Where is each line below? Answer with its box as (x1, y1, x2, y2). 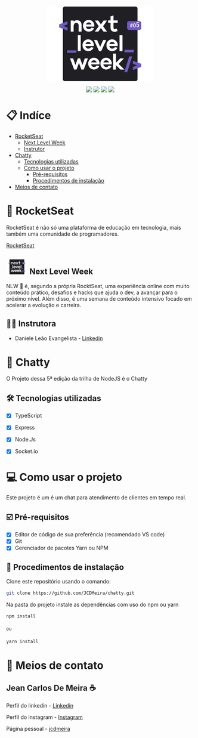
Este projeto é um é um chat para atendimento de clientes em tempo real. (6, 494, 187, 501)
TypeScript (14, 412, 42, 419)
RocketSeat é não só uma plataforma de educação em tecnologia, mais (6, 224, 181, 231)
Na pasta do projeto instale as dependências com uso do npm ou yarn (6, 601, 179, 609)
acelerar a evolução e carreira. (6, 301, 82, 308)
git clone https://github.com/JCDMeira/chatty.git (6, 590, 135, 597)
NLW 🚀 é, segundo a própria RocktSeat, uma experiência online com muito (6, 282, 190, 289)
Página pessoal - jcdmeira (6, 725, 70, 732)
